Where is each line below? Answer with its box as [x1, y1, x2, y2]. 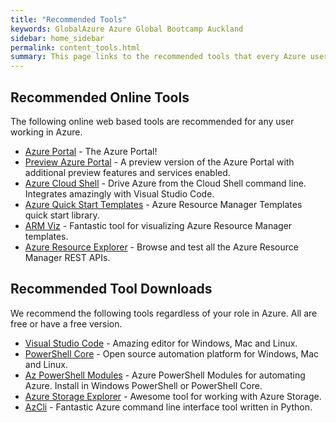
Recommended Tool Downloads [10, 281, 213, 298]
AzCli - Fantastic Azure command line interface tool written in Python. [24, 401, 313, 413]
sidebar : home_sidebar [10, 33, 105, 43]
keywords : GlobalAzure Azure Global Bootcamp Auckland [10, 24, 244, 34]
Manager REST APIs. [24, 251, 111, 263]
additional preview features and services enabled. [24, 166, 231, 178]
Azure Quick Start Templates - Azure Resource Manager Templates [24, 198, 303, 210]
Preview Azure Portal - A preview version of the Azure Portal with [24, 156, 295, 168]
